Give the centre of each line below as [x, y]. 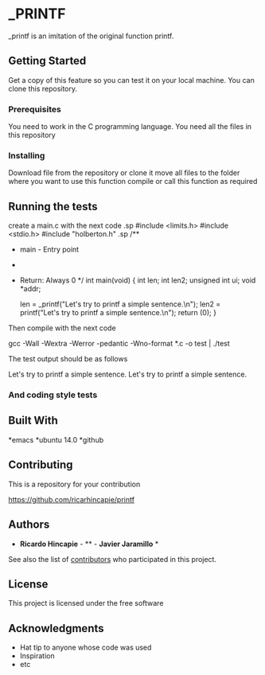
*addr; [30, 289]
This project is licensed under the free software [86, 603]
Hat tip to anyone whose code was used [86, 648]
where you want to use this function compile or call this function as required [133, 181]
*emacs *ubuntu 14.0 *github [56, 439]
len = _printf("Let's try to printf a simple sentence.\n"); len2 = [120, 304]
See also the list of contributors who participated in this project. [113, 559]
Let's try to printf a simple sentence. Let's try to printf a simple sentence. [128, 374]
